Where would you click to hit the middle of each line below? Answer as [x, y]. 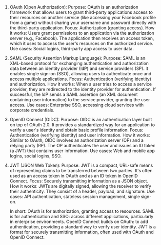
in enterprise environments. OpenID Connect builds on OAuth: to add [79, 222]
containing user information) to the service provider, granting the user [80, 100]
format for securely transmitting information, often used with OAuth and [81, 232]
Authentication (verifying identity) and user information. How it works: [80, 135]
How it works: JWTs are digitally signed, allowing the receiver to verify [80, 186]
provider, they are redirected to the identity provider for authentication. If [83, 89]
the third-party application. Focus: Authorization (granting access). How [82, 28]
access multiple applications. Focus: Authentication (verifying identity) [80, 79]
